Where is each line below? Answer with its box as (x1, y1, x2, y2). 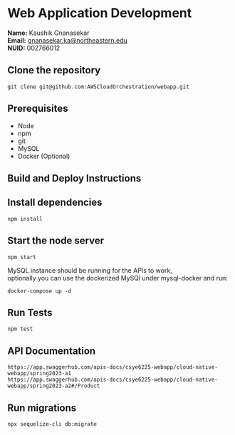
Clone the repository (7, 64, 101, 76)
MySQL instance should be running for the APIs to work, (7, 266, 172, 275)
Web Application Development (7, 5, 192, 21)
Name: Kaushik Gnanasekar (7, 28, 90, 37)
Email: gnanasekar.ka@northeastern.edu (7, 36, 128, 44)
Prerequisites (7, 103, 68, 115)
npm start (7, 253, 37, 261)
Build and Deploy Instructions (7, 172, 142, 184)
